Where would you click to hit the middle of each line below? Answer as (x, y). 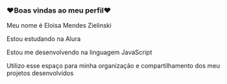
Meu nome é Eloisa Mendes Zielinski (59, 26)
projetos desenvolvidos (40, 73)
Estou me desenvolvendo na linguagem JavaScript (79, 52)
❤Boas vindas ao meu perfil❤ (59, 10)
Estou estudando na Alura (44, 39)
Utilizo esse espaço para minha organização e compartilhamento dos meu (113, 66)
